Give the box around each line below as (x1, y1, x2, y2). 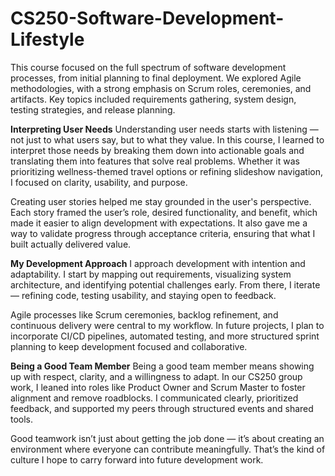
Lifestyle (10, 28, 85, 51)
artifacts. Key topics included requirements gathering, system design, (10, 93, 297, 105)
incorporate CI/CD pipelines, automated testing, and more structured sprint (10, 330, 320, 342)
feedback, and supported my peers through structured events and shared (10, 402, 314, 414)
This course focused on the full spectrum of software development (10, 61, 287, 73)
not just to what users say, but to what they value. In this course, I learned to (10, 133, 325, 146)
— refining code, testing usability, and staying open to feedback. (10, 289, 277, 301)
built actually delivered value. (10, 238, 132, 250)
